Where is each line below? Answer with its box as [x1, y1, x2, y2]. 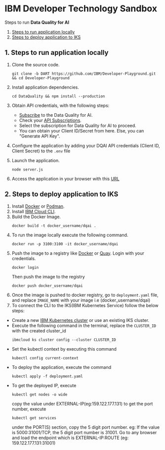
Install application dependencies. [11, 84, 80, 90]
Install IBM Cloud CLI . [11, 208, 56, 214]
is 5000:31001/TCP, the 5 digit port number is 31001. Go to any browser [11, 429, 157, 435]
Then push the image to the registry [11, 273, 85, 279]
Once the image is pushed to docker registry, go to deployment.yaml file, [11, 292, 159, 298]
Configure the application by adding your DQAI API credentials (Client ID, [11, 142, 160, 148]
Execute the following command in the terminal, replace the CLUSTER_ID [11, 322, 157, 328]
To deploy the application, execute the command [11, 364, 112, 370]
